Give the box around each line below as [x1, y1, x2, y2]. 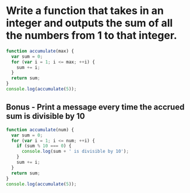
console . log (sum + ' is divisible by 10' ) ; [21, 149, 129, 155]
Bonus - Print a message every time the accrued [6, 102, 185, 112]
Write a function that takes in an [6, 4, 164, 17]
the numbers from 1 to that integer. [6, 29, 178, 42]
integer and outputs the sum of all [6, 16, 173, 30]
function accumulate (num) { [6, 127, 75, 132]
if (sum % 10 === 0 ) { [16, 143, 72, 149]
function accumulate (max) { [6, 48, 75, 54]
